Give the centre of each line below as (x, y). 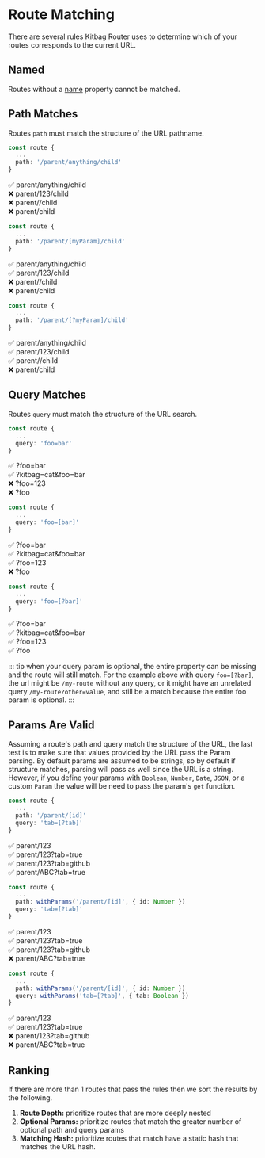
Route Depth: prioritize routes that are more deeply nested (115, 1113)
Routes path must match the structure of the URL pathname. (106, 133)
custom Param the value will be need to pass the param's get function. (122, 786)
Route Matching (61, 15)
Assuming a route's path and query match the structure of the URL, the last (131, 744)
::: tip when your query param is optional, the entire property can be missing (132, 667)
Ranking (29, 1070)
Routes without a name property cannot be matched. (94, 89)
